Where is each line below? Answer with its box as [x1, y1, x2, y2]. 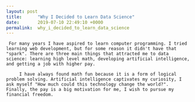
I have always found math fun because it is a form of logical [19, 71, 177, 78]
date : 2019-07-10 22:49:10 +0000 [6, 19, 104, 25]
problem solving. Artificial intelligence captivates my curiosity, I [6, 76, 182, 82]
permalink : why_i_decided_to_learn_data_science [6, 24, 130, 31]
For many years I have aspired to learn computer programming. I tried [8, 41, 187, 47]
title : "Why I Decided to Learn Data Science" [6, 14, 135, 20]
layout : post [6, 8, 38, 15]
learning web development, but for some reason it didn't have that [6, 46, 177, 52]
